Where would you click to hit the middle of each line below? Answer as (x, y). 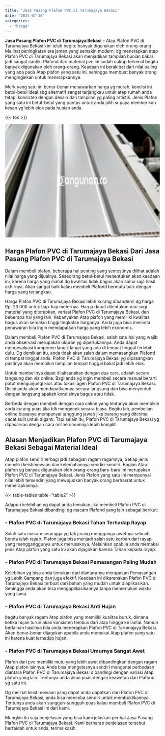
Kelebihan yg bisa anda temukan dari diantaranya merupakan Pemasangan (81, 573)
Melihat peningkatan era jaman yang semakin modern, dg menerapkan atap (82, 51)
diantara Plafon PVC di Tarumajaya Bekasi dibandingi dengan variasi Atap (79, 672)
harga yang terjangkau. (29, 292)
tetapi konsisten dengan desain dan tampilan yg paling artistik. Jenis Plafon (81, 97)
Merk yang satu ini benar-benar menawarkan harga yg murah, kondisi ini (79, 87)
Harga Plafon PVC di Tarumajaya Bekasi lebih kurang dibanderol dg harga (79, 301)
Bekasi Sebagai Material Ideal (51, 447)
